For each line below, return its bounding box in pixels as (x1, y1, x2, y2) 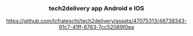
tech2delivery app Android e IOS (49, 4, 144, 12)
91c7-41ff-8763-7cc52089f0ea (59, 24, 134, 31)
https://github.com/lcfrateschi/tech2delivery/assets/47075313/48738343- (5, 17, 188, 24)
